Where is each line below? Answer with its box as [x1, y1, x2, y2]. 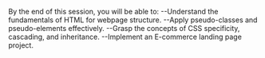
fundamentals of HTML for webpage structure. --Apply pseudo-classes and [8, 15, 258, 25]
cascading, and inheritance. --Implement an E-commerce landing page [8, 32, 242, 41]
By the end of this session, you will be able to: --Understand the [8, 7, 219, 16]
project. [8, 41, 34, 50]
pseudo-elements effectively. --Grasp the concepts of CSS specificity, [8, 24, 240, 33]
